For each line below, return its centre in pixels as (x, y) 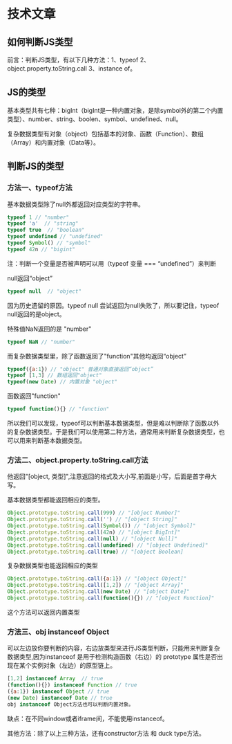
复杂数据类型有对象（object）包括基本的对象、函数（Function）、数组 (106, 134)
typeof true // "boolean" (46, 230)
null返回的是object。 (36, 314)
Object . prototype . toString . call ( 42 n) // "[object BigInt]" (94, 532)
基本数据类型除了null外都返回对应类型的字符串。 (76, 204)
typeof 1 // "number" (38, 217)
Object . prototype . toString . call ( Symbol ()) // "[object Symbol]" (101, 526)
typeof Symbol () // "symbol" (49, 243)
